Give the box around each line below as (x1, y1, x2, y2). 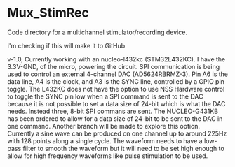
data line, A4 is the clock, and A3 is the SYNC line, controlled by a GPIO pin (7, 77, 224, 85)
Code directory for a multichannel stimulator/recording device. (7, 28, 188, 36)
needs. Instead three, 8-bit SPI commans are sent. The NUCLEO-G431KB (7, 107, 219, 115)
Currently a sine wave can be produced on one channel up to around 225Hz (7, 129, 227, 138)
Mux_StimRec (7, 5, 90, 21)
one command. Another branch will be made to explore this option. (7, 122, 201, 130)
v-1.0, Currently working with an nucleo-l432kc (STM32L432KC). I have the (7, 55, 226, 64)
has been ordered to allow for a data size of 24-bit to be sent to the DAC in (7, 114, 223, 123)
